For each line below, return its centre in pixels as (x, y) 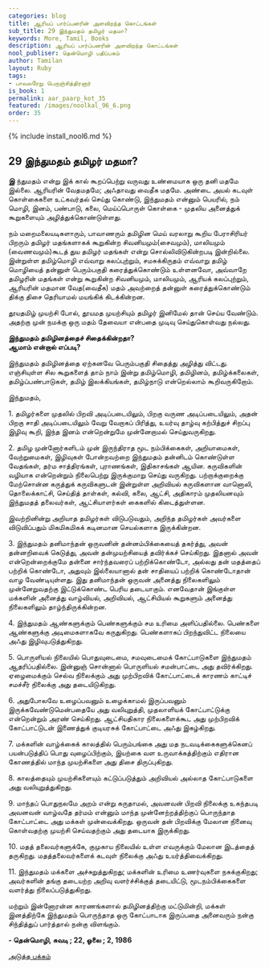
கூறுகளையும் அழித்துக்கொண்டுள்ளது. (65, 217)
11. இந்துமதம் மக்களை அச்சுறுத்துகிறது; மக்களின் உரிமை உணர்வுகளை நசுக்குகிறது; (133, 872)
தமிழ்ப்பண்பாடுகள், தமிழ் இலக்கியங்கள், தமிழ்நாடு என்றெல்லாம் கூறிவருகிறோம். (131, 381)
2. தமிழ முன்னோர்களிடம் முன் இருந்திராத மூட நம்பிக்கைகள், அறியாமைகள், (124, 447)
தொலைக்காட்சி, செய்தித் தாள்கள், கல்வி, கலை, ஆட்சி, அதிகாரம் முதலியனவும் (126, 493)
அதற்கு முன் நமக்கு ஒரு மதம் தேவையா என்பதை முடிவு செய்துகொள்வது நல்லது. (130, 321)
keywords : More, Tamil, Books (59, 38)
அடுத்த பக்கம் (29, 956)
